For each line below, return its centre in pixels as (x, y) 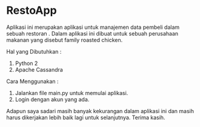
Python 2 (26, 63)
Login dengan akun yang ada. (52, 99)
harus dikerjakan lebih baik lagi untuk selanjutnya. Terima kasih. (86, 117)
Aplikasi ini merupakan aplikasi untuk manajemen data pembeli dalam (93, 27)
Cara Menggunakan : (32, 81)
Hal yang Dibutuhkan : (34, 51)
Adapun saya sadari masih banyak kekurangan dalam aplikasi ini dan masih (100, 111)
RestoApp (32, 11)
